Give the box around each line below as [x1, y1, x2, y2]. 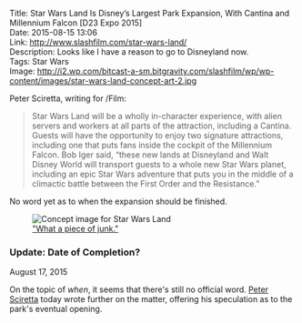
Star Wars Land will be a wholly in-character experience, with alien [31, 111, 282, 121]
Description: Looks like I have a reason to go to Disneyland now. [9, 46, 249, 57]
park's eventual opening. [9, 304, 103, 315]
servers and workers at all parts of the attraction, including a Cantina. [31, 120, 292, 131]
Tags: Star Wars [9, 56, 70, 66]
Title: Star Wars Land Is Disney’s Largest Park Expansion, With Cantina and [9, 8, 290, 18]
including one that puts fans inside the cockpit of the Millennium [31, 140, 273, 150]
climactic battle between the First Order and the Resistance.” [31, 178, 260, 189]
